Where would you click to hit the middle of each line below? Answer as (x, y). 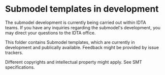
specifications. (20, 67)
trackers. (14, 53)
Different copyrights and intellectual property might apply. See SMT (74, 62)
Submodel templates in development (82, 9)
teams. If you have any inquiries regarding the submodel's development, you (83, 27)
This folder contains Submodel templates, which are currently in (70, 42)
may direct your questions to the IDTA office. (50, 33)
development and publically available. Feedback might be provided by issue (82, 47)
